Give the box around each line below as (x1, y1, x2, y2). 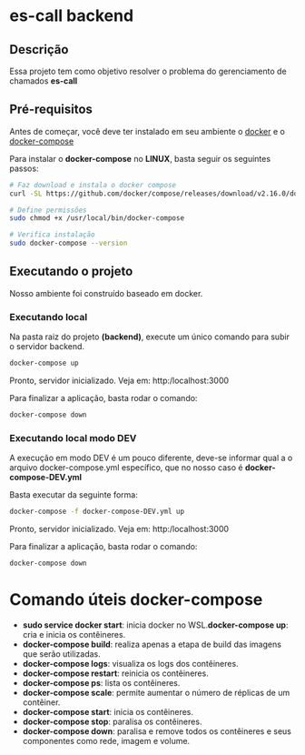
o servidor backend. (9, 341, 84, 352)
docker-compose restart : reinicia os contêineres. (22, 668, 209, 679)
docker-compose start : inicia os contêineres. (22, 706, 193, 717)
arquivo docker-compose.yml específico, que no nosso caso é (9, 462, 243, 473)
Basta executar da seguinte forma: (9, 489, 138, 500)
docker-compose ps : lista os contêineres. (22, 677, 181, 688)
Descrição (9, 42, 69, 57)
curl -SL (9, 188, 43, 198)
